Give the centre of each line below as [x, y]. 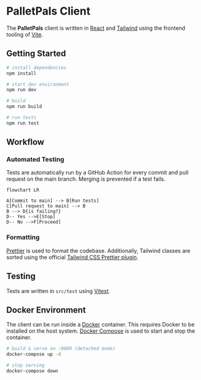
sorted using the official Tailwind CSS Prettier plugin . [72, 257]
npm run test [23, 123]
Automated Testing [35, 159]
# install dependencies [37, 67]
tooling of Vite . [25, 34]
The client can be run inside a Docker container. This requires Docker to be [100, 325]
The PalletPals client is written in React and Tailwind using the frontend [96, 28]
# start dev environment [38, 84]
